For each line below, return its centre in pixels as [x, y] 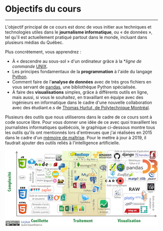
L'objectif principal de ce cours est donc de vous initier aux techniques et [78, 27]
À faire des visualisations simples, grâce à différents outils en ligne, [80, 92]
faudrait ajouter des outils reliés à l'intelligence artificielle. [63, 143]
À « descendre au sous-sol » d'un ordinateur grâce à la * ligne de [77, 61]
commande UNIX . [30, 66]
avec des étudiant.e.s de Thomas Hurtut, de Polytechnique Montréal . [81, 107]
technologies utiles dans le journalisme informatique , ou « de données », [79, 32]
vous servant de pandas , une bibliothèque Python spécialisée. [74, 87]
